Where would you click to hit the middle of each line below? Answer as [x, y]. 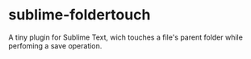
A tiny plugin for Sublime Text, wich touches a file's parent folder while [126, 37]
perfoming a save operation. [55, 45]
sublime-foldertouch [79, 15]
